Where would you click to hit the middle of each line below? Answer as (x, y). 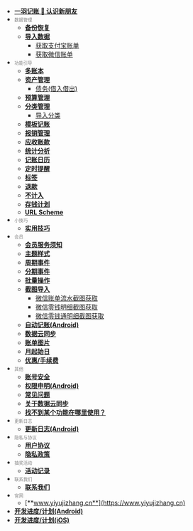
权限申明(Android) (52, 386)
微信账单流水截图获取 (66, 298)
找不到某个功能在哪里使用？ (65, 412)
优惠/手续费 (42, 360)
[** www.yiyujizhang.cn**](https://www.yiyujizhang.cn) (105, 503)
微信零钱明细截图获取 (66, 307)
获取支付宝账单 (57, 45)
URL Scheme (44, 212)
